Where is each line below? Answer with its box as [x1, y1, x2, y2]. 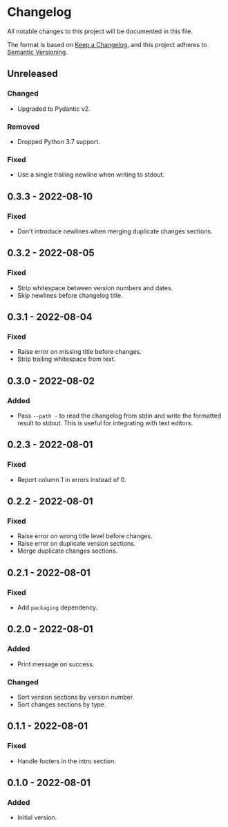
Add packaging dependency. [17, 603, 98, 612]
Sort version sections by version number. [17, 693, 135, 702]
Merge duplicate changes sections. [17, 546, 118, 555]
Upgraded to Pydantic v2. [17, 105, 91, 113]
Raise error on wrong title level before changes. [17, 532, 153, 540]
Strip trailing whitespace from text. [17, 355, 116, 364]
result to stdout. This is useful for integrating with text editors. [17, 418, 193, 427]
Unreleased [7, 68, 59, 80]
